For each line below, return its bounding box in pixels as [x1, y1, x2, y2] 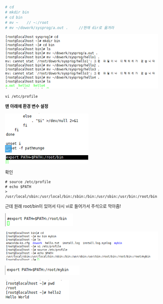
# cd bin [5, 15, 23, 20]
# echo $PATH [5, 184, 32, 189]
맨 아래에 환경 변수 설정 [5, 103, 49, 109]
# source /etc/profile [5, 179, 51, 184]
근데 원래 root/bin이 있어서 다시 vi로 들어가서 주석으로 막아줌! [5, 203, 121, 209]
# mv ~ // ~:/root [5, 20, 49, 25]
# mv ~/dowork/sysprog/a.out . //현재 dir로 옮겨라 [5, 25, 114, 30]
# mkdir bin [5, 10, 29, 15]
